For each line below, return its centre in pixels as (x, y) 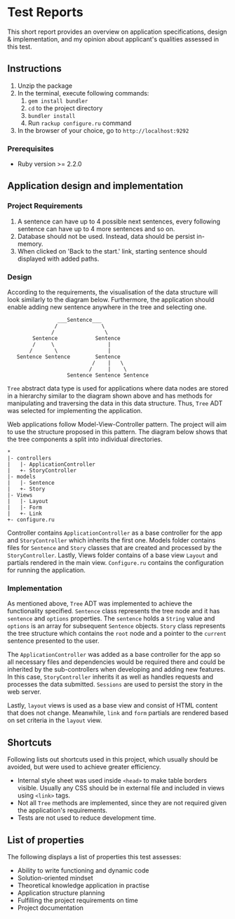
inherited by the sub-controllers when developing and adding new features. (116, 670)
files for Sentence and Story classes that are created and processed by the (115, 548)
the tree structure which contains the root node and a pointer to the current (117, 634)
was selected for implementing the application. (75, 411)
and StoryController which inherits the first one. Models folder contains (112, 540)
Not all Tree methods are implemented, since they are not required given (122, 803)
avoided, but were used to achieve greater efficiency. (84, 767)
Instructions (34, 69)
